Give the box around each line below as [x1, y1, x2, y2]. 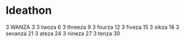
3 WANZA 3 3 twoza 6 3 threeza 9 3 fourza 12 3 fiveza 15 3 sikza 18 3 [5, 23, 180, 31]
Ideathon [5, 4, 52, 17]
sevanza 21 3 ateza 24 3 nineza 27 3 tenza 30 [5, 29, 121, 37]
